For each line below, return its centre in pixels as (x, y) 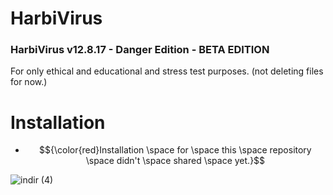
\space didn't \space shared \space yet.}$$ (175, 161)
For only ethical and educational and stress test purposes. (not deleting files (167, 71)
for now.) (29, 82)
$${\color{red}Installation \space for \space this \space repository (175, 150)
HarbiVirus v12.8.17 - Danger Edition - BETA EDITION (140, 50)
